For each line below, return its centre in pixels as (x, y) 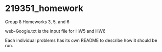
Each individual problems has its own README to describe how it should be (81, 40)
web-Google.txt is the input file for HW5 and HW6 (55, 31)
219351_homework (44, 8)
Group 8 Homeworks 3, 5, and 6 (37, 22)
